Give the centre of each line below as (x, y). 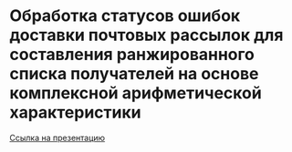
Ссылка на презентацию (57, 137)
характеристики (75, 112)
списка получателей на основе (134, 74)
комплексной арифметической (136, 93)
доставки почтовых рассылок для (146, 35)
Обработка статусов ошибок (125, 16)
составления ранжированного (132, 55)
